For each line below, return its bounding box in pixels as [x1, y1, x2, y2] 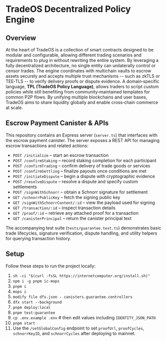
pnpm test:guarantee [12, 310, 55, 315]
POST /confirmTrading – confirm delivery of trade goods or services [12, 162, 150, 169]
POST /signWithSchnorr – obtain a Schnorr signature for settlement [12, 189, 148, 195]
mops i [12, 289, 27, 294]
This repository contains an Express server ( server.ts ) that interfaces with [5, 132, 158, 138]
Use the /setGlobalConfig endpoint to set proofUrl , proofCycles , [12, 325, 145, 331]
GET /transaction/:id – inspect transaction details [12, 204, 116, 211]
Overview [5, 34, 37, 42]
